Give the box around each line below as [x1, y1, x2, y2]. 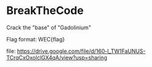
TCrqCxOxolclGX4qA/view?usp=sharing [6, 54, 107, 61]
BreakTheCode [6, 4, 84, 18]
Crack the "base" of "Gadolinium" [6, 24, 92, 31]
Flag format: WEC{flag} [6, 35, 65, 43]
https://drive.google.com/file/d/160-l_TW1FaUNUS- [17, 47, 146, 55]
